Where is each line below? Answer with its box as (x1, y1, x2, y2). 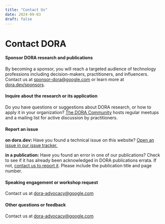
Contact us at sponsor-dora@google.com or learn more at (5, 76, 124, 82)
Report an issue (5, 126, 38, 132)
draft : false (5, 16, 32, 21)
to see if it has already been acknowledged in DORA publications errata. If (5, 157, 157, 163)
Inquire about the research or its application (5, 93, 98, 99)
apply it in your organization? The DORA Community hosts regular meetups (5, 109, 159, 115)
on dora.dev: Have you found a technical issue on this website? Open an (5, 137, 155, 143)
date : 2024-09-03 (5, 12, 41, 17)
